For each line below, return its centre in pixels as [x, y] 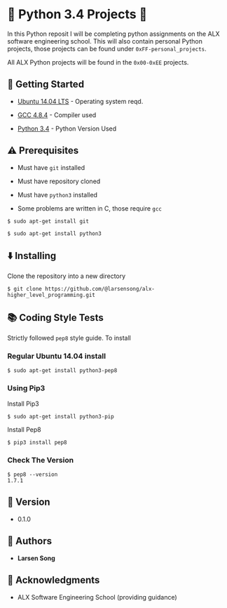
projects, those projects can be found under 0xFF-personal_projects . [107, 48]
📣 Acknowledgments [54, 580]
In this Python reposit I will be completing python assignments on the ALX [113, 34]
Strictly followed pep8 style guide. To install [69, 338]
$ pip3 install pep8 [37, 442]
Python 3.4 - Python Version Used [67, 128]
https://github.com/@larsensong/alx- [100, 289]
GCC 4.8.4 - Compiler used [57, 114]
